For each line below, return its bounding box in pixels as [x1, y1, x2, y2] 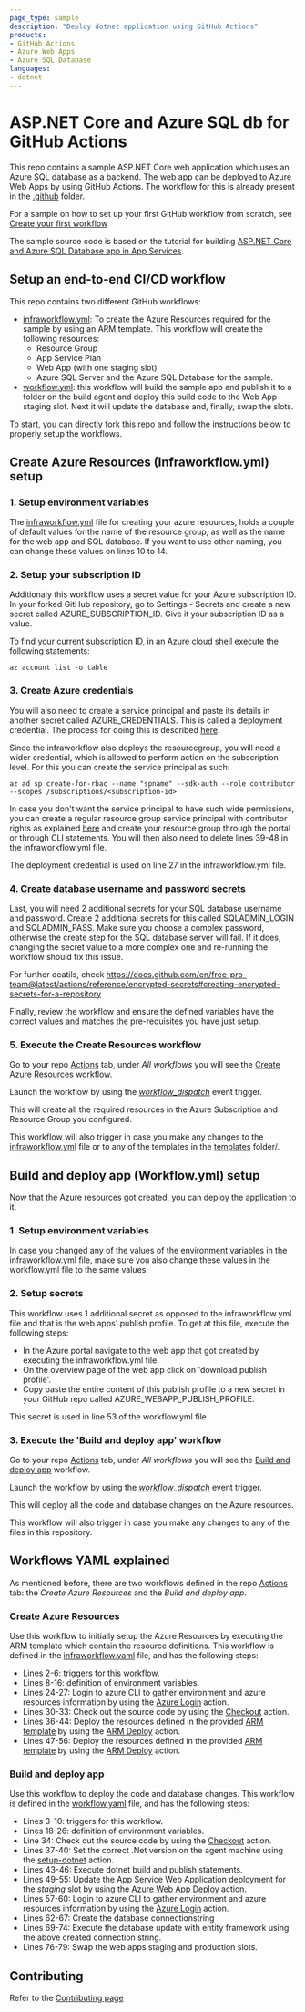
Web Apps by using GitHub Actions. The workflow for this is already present [9, 181, 296, 191]
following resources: [22, 333, 100, 344]
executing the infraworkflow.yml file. [22, 1355, 159, 1366]
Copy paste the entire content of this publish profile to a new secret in [22, 1383, 285, 1395]
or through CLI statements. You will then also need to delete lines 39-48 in [9, 831, 289, 843]
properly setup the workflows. [9, 428, 123, 439]
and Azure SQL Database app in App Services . [9, 245, 185, 256]
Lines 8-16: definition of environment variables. [22, 1677, 200, 1688]
